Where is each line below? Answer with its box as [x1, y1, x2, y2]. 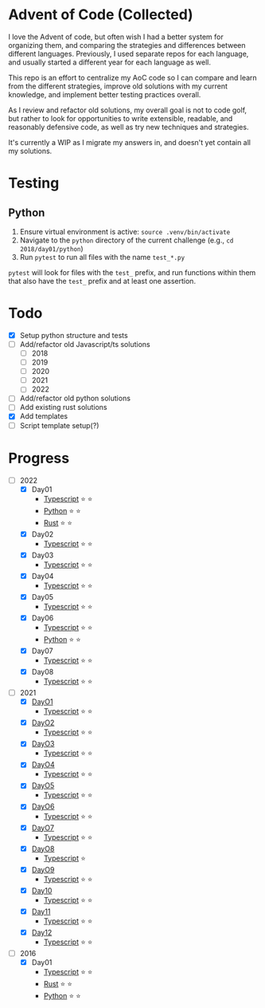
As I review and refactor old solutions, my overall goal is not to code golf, [8, 105, 247, 115]
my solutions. [8, 146, 53, 156]
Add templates [19, 411, 68, 421]
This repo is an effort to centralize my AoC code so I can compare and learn [8, 73, 257, 82]
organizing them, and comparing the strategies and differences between [8, 40, 246, 49]
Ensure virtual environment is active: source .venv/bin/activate [19, 226, 231, 236]
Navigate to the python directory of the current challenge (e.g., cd [19, 235, 234, 245]
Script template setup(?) [19, 420, 99, 430]
